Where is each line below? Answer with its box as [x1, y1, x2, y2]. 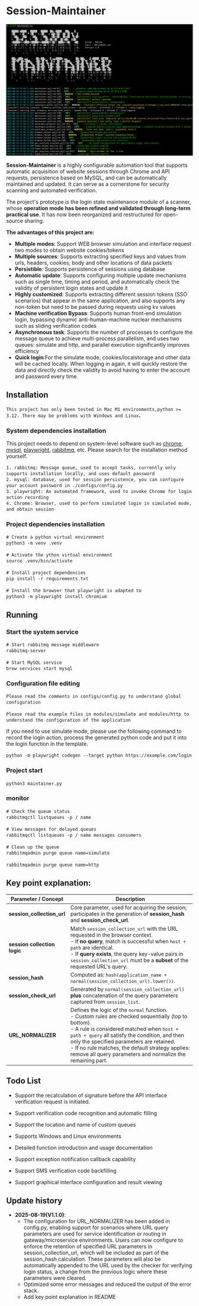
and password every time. [14, 372, 79, 380]
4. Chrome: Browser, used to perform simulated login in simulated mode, [6, 500, 192, 506]
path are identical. [70, 944, 114, 951]
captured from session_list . [70, 998, 140, 1005]
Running [6, 610, 38, 620]
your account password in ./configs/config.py [6, 482, 123, 488]
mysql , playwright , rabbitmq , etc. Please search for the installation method [6, 446, 188, 453]
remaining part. [70, 1057, 108, 1064]
